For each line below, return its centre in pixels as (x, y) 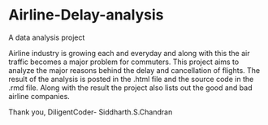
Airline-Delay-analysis (86, 15)
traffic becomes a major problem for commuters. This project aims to (124, 62)
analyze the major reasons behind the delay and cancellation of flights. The (134, 70)
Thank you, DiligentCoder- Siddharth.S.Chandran (91, 112)
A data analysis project (47, 37)
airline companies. (39, 96)
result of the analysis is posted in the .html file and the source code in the (131, 79)
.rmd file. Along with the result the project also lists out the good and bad (130, 88)
